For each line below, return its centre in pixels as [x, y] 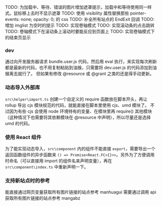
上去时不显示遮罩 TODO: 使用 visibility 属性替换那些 [78, 13]
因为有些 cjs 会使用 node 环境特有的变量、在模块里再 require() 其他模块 [81, 111]
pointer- [138, 13]
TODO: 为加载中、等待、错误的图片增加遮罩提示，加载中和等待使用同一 [76, 7]
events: [12, 19]
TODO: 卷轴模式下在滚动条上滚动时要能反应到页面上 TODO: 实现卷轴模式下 [80, 31]
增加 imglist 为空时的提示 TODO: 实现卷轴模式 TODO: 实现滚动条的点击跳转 [80, 25]
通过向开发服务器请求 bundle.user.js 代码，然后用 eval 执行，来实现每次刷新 [81, 62]
